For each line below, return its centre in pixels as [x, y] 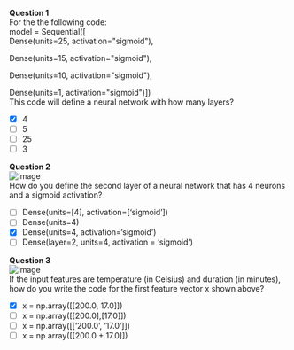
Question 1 [29, 13]
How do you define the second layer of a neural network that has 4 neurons [147, 186]
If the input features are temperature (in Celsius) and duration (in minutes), [145, 279]
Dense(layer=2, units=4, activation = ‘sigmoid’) [107, 242]
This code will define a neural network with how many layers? [122, 102]
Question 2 [30, 167]
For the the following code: [58, 22]
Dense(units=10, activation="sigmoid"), [81, 75]
